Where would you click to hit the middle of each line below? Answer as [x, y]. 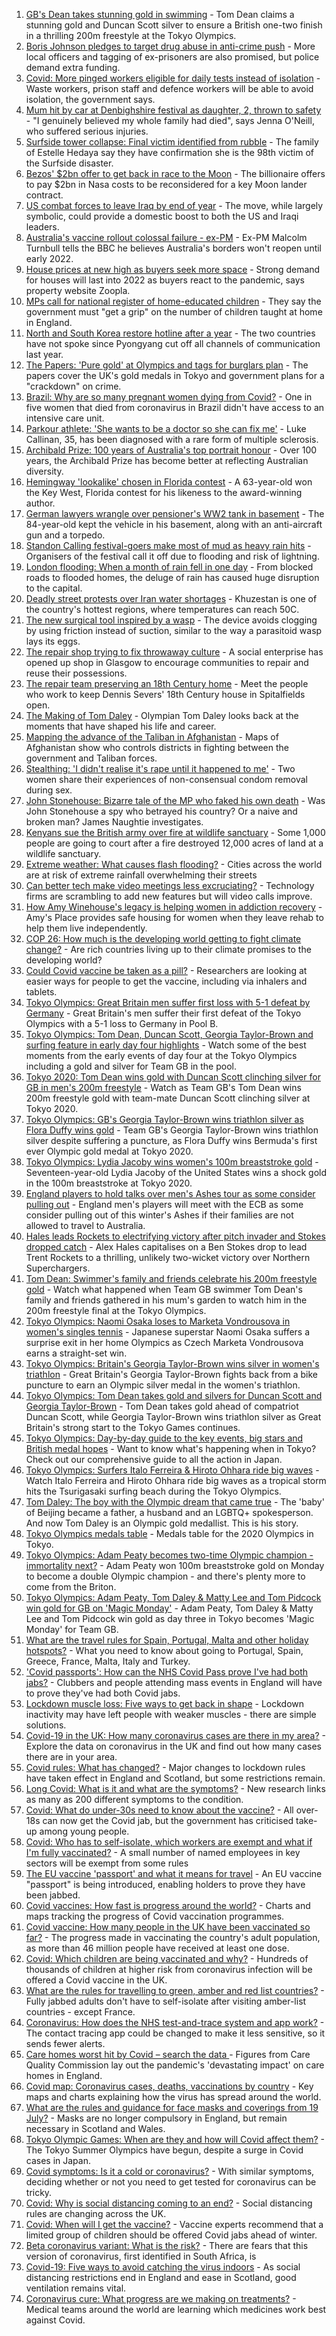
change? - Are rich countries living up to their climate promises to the [168, 949]
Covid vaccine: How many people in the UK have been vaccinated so [168, 1927]
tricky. [39, 2192]
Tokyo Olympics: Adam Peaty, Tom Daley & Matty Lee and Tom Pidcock [173, 1597]
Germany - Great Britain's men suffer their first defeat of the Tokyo [163, 1013]
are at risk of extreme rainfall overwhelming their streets [141, 875]
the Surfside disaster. [69, 163]
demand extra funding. [73, 67]
